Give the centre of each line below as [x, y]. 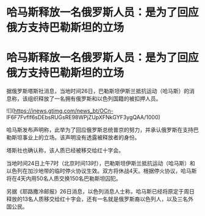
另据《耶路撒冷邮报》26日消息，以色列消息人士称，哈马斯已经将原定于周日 [101, 192]
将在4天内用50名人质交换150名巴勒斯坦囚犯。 [64, 179]
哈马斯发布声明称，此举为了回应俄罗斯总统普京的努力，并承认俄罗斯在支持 [100, 130]
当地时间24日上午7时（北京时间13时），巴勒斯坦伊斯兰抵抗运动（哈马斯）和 [101, 163]
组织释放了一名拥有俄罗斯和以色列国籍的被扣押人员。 [94, 99]
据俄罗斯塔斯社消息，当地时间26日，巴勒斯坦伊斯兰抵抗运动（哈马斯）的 [98, 91]
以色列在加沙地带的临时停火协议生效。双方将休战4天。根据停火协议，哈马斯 [102, 171]
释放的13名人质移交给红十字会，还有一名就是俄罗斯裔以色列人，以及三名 [97, 199]
